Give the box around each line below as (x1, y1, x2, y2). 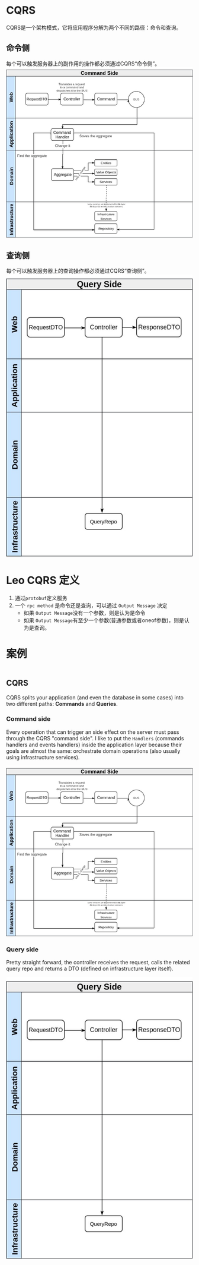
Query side (6, 945, 38, 954)
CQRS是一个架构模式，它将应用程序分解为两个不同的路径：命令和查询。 (6, 24, 182, 31)
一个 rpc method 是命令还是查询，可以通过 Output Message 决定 (14, 601, 168, 609)
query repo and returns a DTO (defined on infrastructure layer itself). (6, 965, 174, 972)
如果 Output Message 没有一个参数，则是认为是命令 (23, 609, 146, 616)
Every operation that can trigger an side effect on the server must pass (6, 728, 179, 736)
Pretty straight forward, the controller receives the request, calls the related (6, 959, 191, 966)
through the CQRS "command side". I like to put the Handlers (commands (6, 734, 184, 742)
